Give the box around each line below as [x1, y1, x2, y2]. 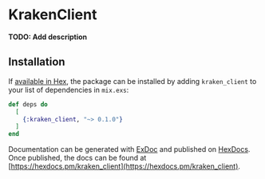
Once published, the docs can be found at [8, 153, 147, 163]
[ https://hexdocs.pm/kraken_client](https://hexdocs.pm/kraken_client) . [8, 161, 241, 171]
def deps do [8, 100, 48, 109]
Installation [8, 55, 65, 69]
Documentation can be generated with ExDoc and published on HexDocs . [8, 145, 251, 154]
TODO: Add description [8, 32, 88, 42]
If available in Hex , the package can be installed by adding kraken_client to [8, 76, 257, 86]
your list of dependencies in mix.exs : [8, 85, 129, 94]
